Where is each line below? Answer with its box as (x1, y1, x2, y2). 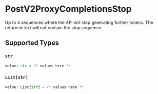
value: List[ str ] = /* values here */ (5, 84, 84, 90)
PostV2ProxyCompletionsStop (5, 3, 132, 15)
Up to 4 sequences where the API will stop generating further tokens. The (5, 19, 154, 25)
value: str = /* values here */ (5, 63, 71, 68)
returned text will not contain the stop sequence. (5, 24, 103, 30)
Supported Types (5, 39, 59, 47)
